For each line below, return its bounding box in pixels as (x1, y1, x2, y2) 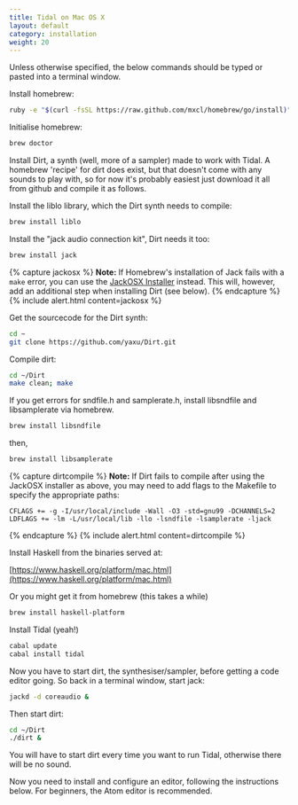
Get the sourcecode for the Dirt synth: (9, 312, 148, 323)
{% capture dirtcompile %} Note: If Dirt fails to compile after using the (9, 471, 265, 481)
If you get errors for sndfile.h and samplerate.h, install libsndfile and (9, 395, 257, 406)
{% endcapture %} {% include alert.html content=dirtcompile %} (9, 530, 246, 541)
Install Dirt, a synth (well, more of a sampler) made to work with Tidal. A (9, 155, 271, 165)
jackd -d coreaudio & (9, 692, 90, 701)
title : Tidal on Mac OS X (9, 12, 105, 22)
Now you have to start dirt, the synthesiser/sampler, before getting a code (9, 666, 279, 676)
